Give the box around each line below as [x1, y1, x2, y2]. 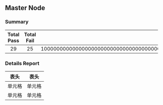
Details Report [5, 60, 40, 67]
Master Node [5, 4, 45, 12]
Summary [5, 18, 29, 25]
